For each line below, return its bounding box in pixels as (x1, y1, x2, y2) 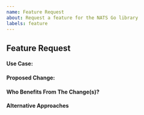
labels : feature (6, 20, 48, 26)
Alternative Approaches (6, 102, 69, 109)
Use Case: (6, 60, 34, 67)
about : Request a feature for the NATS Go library (6, 15, 138, 21)
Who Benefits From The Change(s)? (6, 88, 100, 95)
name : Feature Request (6, 9, 64, 15)
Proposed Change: (6, 74, 55, 81)
